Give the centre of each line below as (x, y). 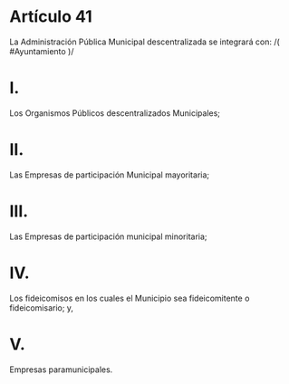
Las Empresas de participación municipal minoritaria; (108, 236)
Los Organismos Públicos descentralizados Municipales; (115, 113)
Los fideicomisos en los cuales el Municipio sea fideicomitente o (130, 298)
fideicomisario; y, (42, 307)
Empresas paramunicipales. (61, 370)
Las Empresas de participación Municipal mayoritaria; (110, 175)
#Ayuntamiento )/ (42, 51)
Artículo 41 (51, 17)
